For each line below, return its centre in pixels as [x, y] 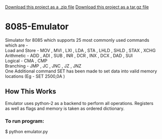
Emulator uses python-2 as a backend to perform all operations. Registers [79, 103]
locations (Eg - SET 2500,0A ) [35, 76]
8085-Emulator [37, 27]
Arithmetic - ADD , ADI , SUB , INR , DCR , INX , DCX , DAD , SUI [69, 55]
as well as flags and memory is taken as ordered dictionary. [65, 108]
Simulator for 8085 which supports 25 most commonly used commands [77, 40]
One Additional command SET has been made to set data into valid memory [81, 71]
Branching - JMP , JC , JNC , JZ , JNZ [43, 66]
